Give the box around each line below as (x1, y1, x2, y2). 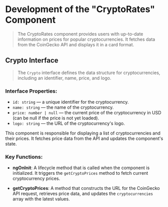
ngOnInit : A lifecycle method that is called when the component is (12, 165, 150, 171)
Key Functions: (5, 153, 43, 160)
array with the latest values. (12, 196, 70, 202)
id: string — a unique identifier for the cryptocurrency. (12, 99, 129, 105)
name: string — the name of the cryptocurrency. (12, 104, 114, 110)
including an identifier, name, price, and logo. (17, 75, 112, 81)
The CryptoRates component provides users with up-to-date (17, 31, 143, 37)
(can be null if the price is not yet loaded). (12, 115, 100, 121)
